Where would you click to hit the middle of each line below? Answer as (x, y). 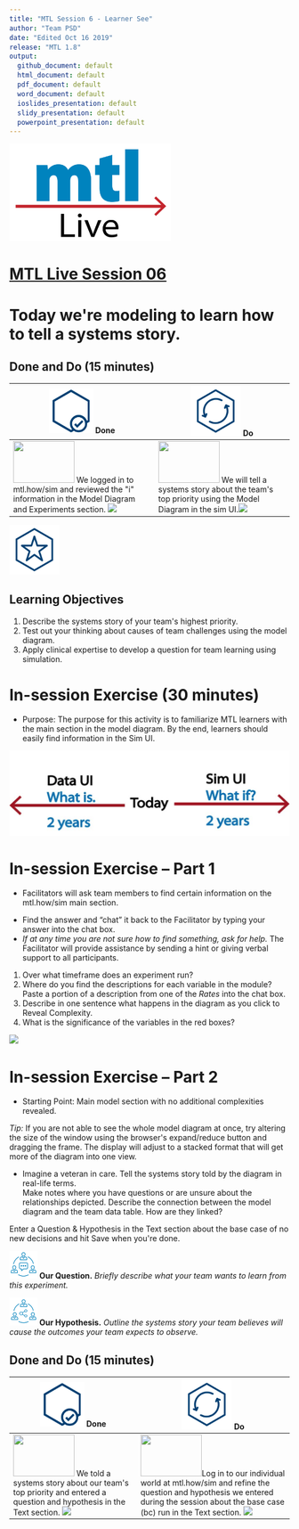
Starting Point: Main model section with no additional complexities (143, 1101)
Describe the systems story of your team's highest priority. (130, 621)
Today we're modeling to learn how (141, 315)
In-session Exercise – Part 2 (114, 1077)
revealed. (39, 1111)
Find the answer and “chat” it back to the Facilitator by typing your (143, 920)
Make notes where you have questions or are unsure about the (137, 1193)
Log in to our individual (243, 1473)
